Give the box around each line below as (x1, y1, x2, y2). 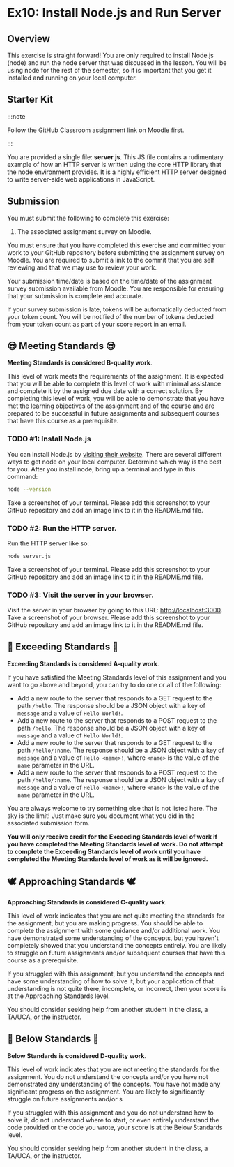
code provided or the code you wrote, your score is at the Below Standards (7, 1123, 223, 1131)
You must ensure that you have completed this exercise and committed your (7, 241, 226, 249)
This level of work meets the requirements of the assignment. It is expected (7, 372, 224, 381)
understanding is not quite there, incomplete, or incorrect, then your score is (7, 984, 226, 992)
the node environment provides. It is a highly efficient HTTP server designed (7, 168, 226, 176)
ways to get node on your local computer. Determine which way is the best (7, 457, 222, 466)
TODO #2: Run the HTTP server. (7, 523, 117, 533)
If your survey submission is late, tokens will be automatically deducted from (7, 305, 227, 314)
